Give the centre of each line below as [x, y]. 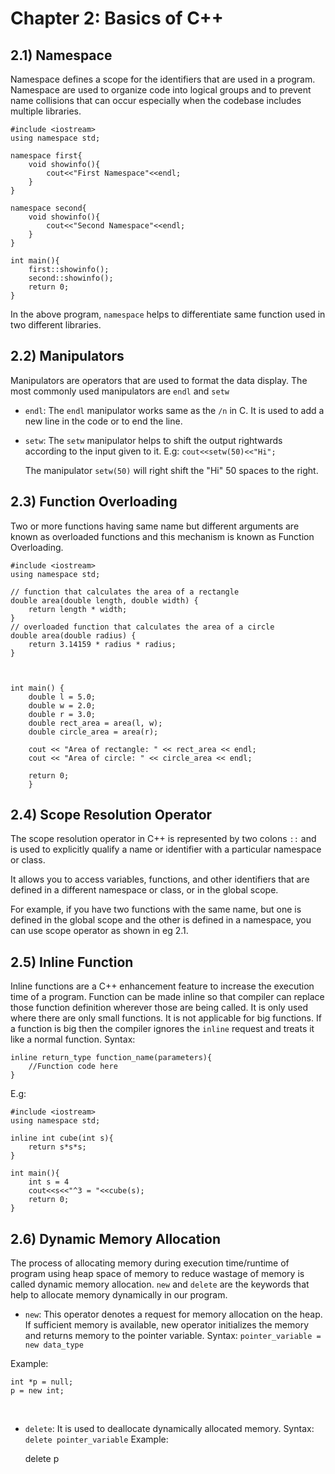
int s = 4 [49, 1182]
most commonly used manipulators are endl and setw [120, 391]
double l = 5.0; [62, 697]
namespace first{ [46, 156]
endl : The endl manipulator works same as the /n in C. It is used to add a [174, 410]
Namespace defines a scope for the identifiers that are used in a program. [163, 79]
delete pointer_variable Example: [96, 1439]
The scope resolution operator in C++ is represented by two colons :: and [163, 839]
